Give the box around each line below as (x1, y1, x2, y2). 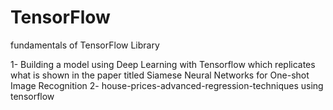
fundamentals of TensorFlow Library (10, 39, 160, 51)
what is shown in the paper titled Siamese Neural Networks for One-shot (10, 69, 310, 81)
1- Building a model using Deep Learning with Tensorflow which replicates (10, 58, 316, 70)
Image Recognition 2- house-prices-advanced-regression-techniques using (10, 79, 324, 91)
